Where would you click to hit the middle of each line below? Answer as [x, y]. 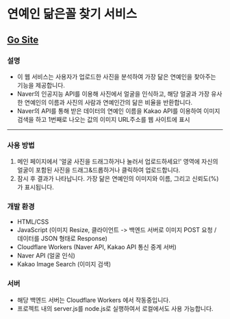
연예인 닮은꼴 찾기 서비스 [72, 14]
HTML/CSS [33, 222]
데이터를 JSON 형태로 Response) [62, 239]
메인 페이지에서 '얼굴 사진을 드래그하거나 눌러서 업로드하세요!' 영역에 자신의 [117, 162]
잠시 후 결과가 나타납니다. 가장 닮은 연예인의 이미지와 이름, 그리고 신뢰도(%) [118, 179]
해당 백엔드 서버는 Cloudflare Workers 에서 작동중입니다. [94, 300]
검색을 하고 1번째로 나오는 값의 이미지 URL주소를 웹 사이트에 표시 [103, 119]
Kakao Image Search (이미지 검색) [64, 264]
